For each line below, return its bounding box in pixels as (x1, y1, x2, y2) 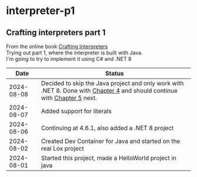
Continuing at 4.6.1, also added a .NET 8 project (40, 124, 174, 132)
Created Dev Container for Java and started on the (40, 137, 181, 145)
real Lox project (40, 145, 84, 152)
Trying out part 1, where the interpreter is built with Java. (6, 49, 143, 56)
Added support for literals (40, 107, 112, 115)
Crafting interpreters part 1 (6, 28, 106, 38)
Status (105, 69, 124, 77)
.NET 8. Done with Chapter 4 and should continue (40, 87, 178, 94)
